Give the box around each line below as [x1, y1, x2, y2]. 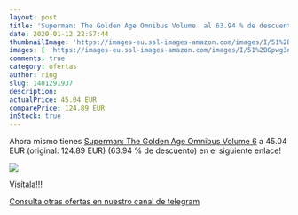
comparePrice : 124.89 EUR [9, 104, 105, 112]
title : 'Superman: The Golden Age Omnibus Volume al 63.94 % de [9, 21, 255, 30]
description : [9, 87, 58, 96]
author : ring [9, 71, 58, 80]
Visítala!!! [9, 179, 43, 190]
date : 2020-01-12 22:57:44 [9, 29, 109, 38]
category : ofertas [9, 63, 77, 72]
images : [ [9, 46, 46, 55]
